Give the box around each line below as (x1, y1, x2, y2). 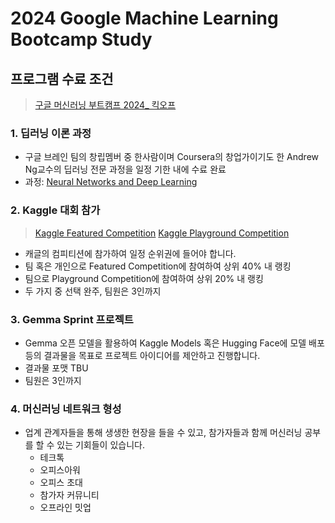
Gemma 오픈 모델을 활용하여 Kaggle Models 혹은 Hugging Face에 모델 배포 (24, 337, 325, 349)
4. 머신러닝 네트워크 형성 (10, 402, 122, 416)
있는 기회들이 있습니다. (56, 439, 145, 451)
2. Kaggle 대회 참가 (10, 203, 101, 217)
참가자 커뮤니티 (39, 489, 100, 501)
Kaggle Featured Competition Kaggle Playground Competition (34, 227, 290, 239)
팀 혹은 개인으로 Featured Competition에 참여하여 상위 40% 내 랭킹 (24, 260, 292, 272)
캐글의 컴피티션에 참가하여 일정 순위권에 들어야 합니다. (24, 247, 237, 259)
